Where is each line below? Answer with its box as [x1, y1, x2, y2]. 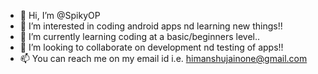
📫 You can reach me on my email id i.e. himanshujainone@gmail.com [19, 53, 308, 64]
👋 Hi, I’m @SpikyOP [19, 10, 101, 21]
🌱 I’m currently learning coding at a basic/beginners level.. [19, 31, 261, 42]
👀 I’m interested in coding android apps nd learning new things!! [19, 20, 283, 32]
